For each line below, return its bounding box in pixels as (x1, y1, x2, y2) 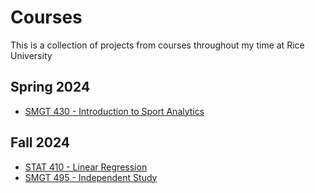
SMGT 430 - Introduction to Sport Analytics (24, 105, 205, 117)
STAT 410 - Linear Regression (24, 161, 148, 173)
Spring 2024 (10, 79, 91, 96)
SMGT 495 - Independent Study (24, 171, 158, 183)
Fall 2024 (10, 134, 71, 151)
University (10, 49, 53, 61)
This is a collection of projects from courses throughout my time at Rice (10, 39, 305, 51)
